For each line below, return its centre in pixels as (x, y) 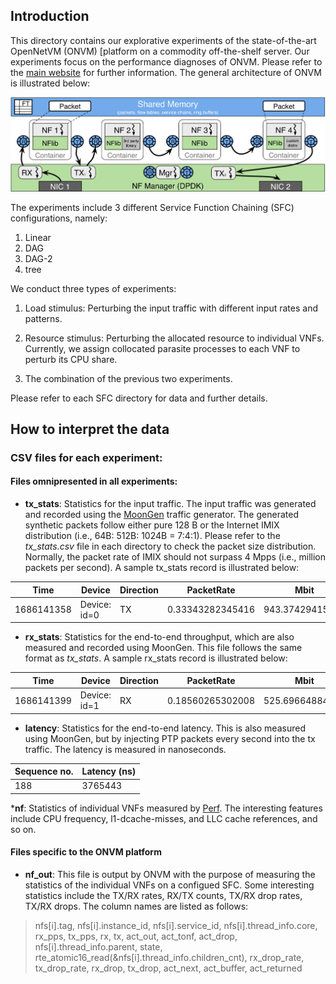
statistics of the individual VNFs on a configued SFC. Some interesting (169, 885)
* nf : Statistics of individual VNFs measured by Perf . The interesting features (166, 808)
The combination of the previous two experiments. (128, 378)
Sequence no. (44, 771)
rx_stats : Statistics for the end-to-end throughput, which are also (159, 637)
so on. (23, 829)
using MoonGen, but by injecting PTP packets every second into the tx (170, 738)
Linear (38, 237)
